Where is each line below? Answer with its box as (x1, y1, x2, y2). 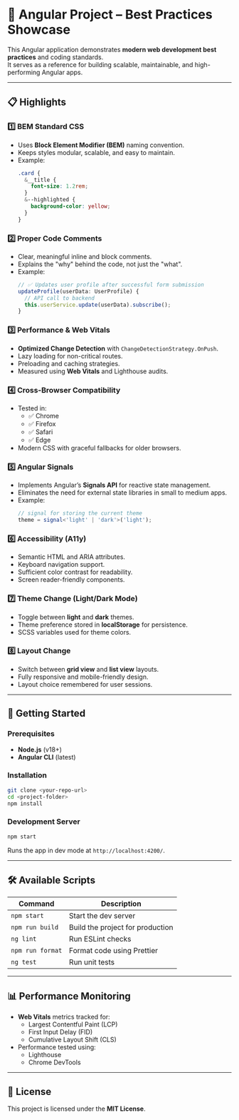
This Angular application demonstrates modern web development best (7, 45, 217, 54)
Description (100, 899, 142, 909)
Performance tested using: (17, 1043, 96, 1051)
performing (7, 68, 41, 76)
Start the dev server (68, 911, 136, 921)
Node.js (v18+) (17, 745, 63, 754)
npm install (7, 799, 43, 807)
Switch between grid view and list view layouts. (17, 665, 159, 673)
